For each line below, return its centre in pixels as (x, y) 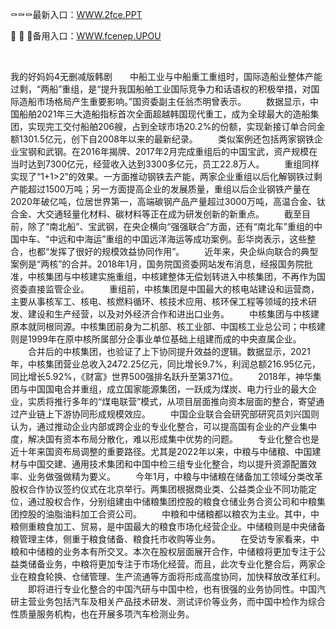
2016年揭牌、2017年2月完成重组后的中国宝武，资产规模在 (198, 151)
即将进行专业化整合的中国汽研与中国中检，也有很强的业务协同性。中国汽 (176, 589)
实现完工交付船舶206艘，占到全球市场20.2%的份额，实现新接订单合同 (172, 126)
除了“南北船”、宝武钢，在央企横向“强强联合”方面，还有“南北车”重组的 (170, 226)
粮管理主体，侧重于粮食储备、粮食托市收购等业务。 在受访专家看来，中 (165, 539)
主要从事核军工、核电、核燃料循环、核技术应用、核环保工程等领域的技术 (159, 301)
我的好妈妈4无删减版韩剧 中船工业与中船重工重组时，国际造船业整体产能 (166, 76)
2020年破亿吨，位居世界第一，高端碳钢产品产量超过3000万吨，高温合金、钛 (168, 201)
